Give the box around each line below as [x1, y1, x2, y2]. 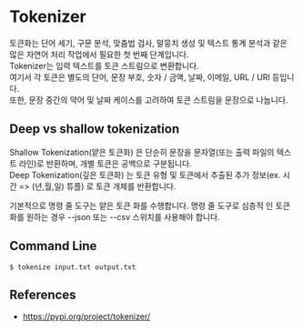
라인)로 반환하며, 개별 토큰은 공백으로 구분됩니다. [18, 157, 193, 169]
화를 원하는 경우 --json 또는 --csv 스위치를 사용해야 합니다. [9, 211, 220, 222]
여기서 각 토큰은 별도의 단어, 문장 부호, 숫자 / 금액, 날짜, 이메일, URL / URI [9, 71, 270, 83]
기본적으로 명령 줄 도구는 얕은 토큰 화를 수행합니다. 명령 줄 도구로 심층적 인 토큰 [9, 200, 291, 211]
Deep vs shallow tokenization [9, 121, 180, 137]
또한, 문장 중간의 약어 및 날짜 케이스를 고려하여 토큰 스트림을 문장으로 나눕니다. [9, 94, 288, 105]
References [9, 286, 76, 302]
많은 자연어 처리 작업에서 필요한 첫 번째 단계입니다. [9, 48, 189, 60]
